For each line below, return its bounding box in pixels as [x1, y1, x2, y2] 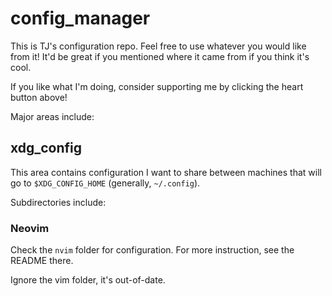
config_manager [10, 7, 151, 30]
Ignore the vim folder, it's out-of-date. [10, 274, 166, 286]
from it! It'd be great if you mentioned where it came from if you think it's [10, 50, 310, 62]
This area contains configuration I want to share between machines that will [10, 166, 322, 178]
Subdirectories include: [10, 196, 107, 208]
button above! [10, 91, 68, 103]
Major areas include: [10, 110, 95, 122]
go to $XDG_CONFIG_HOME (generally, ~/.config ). [10, 177, 201, 189]
